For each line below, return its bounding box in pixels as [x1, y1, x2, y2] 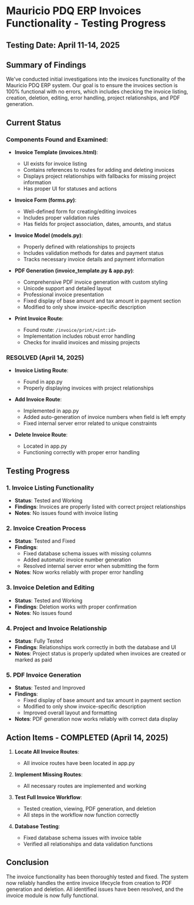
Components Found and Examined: [6, 135, 108, 144]
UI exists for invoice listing [23, 160, 87, 167]
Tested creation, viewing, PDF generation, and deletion [23, 805, 156, 813]
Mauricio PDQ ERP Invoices [6, 4, 142, 18]
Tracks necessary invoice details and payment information [23, 256, 165, 263]
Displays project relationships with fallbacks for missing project [23, 172, 176, 180]
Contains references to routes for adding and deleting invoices [23, 167, 175, 174]
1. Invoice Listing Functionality [6, 484, 94, 492]
